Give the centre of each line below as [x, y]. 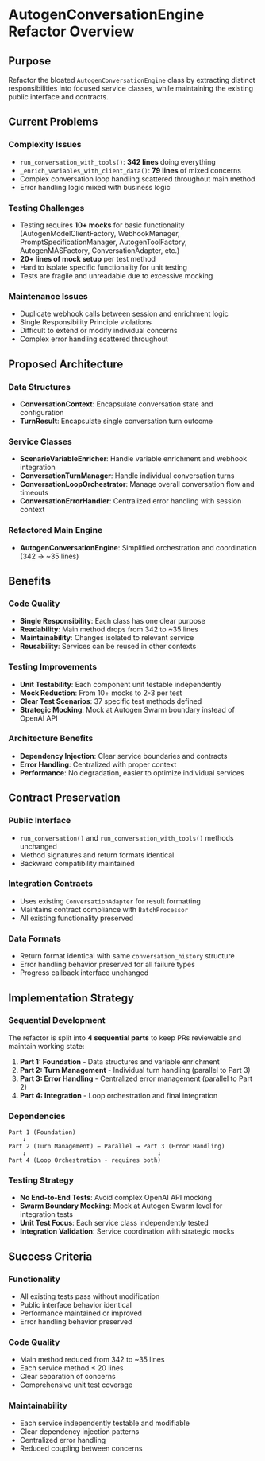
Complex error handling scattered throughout [94, 339]
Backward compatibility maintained [77, 863]
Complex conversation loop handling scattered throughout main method [137, 179]
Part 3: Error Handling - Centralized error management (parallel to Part [136, 1078]
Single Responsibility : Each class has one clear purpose [113, 621]
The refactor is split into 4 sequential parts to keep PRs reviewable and [125, 1037]
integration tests [46, 1214]
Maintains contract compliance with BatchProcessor [104, 909]
